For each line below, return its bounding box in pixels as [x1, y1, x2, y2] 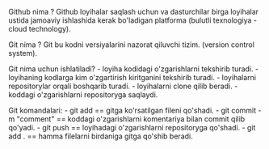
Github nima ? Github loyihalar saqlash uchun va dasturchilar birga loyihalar [8, 7, 259, 16]
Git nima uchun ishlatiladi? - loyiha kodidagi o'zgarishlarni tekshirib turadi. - [8, 64, 259, 74]
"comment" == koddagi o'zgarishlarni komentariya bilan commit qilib [16, 114, 246, 124]
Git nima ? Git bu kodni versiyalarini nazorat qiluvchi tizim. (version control [8, 40, 254, 49]
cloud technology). [8, 24, 71, 33]
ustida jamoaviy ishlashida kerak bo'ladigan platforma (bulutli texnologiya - [8, 15, 257, 25]
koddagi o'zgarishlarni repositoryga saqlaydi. [8, 90, 158, 100]
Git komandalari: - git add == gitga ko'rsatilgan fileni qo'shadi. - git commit [8, 105, 257, 115]
